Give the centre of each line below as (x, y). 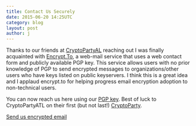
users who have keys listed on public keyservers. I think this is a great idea (97, 75)
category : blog (25, 22)
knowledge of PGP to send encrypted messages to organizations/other (92, 69)
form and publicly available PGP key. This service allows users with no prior (98, 63)
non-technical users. (31, 88)
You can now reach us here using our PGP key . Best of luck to (81, 99)
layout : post (22, 28)
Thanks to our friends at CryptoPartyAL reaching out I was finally (85, 50)
